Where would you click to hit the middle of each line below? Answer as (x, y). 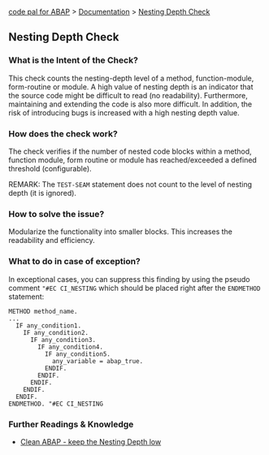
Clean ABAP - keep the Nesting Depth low (91, 441)
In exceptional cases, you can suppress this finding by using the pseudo (129, 279)
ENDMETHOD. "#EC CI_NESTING (56, 404)
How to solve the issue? (56, 214)
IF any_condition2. (56, 332)
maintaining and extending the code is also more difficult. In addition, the (130, 104)
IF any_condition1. (49, 325)
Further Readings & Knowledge (71, 424)
